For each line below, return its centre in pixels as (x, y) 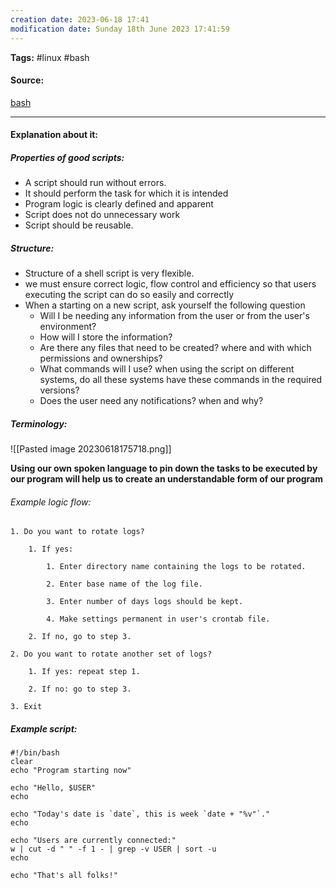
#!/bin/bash (35, 753)
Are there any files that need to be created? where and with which (175, 348)
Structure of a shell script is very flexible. (109, 273)
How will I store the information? (106, 337)
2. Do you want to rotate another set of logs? (111, 654)
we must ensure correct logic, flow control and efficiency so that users (170, 284)
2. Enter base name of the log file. (124, 584)
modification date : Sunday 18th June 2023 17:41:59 (120, 29)
